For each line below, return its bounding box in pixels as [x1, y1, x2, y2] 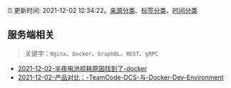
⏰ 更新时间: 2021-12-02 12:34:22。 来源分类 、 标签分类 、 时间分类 [7, 6, 197, 14]
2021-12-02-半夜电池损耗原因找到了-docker [17, 64, 148, 72]
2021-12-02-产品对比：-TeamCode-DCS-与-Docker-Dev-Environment [17, 73, 224, 82]
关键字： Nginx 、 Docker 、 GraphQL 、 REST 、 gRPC [24, 49, 158, 57]
